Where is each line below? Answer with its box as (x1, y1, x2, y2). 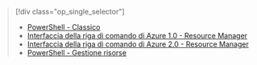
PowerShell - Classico (27, 22, 101, 31)
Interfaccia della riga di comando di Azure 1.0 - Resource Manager (27, 31, 247, 40)
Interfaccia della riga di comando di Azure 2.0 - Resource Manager (27, 39, 249, 49)
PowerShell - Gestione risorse (27, 48, 126, 57)
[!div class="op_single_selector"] (15, 7, 126, 16)
